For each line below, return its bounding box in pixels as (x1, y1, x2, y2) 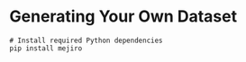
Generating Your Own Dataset (9, 6, 237, 27)
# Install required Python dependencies (9, 36, 164, 45)
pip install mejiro (9, 43, 83, 53)
